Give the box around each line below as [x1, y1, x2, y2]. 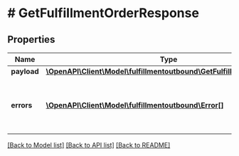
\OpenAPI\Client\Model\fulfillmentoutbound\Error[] [46, 100, 224, 110]
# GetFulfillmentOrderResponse [7, 5, 199, 21]
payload [11, 66, 39, 76]
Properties [7, 33, 55, 46]
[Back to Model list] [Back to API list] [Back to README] [7, 141, 171, 149]
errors [11, 100, 33, 110]
